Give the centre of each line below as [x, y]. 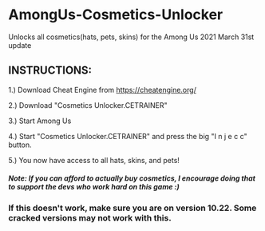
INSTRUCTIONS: [50, 71]
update [20, 45]
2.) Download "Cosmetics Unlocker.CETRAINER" [88, 105]
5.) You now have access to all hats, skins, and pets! [94, 160]
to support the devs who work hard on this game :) [94, 187]
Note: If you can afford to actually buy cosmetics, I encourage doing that [132, 178]
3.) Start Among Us [40, 121]
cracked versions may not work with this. [90, 217]
